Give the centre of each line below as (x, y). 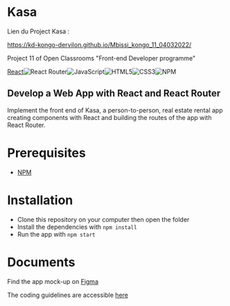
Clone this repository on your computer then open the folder (103, 219)
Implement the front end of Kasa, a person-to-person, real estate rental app (115, 110)
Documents (41, 262)
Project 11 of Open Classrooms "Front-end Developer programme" (101, 58)
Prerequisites (47, 153)
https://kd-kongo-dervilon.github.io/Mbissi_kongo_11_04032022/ (99, 44)
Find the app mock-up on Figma (53, 281)
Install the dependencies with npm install (77, 227)
